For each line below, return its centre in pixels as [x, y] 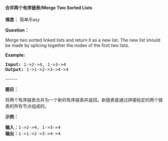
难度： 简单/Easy [22, 19]
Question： [17, 30]
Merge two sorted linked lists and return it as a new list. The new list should [83, 40]
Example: [15, 55]
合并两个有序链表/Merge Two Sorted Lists [49, 7]
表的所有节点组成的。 [27, 106]
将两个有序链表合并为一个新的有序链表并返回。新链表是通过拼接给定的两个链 [84, 100]
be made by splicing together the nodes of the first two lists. [67, 45]
